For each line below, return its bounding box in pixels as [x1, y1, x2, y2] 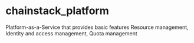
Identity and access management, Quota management [5, 29, 138, 37]
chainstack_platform [5, 4, 110, 18]
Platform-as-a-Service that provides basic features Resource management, [5, 24, 189, 31]
